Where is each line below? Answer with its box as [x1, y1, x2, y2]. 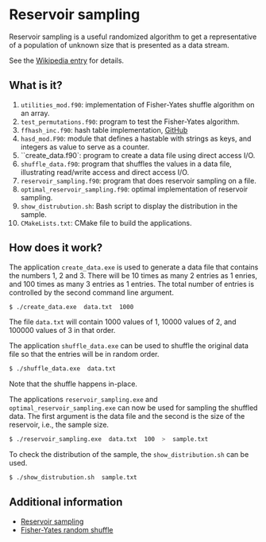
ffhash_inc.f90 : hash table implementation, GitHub [20, 125, 188, 134]
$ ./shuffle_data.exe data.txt [9, 365, 116, 373]
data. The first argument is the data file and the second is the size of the [9, 412, 245, 421]
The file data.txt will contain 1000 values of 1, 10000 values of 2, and [9, 317, 237, 327]
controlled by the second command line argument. [9, 288, 174, 297]
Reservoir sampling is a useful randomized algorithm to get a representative [9, 32, 257, 41]
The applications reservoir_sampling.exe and [9, 395, 158, 405]
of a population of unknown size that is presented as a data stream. [9, 40, 229, 49]
